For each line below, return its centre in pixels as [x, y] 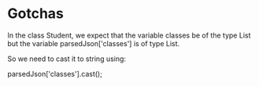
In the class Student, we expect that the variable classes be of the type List [129, 35]
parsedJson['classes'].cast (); [55, 73]
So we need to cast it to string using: [67, 59]
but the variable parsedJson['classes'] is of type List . [94, 43]
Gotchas [36, 14]
